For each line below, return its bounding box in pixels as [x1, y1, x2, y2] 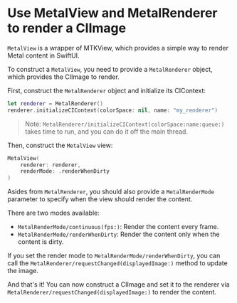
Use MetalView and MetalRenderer [7, 5, 218, 21]
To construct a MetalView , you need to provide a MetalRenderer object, [7, 65, 213, 73]
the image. [7, 267, 39, 275]
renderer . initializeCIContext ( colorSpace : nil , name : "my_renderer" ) [7, 107, 218, 114]
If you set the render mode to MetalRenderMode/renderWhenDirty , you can [7, 251, 221, 260]
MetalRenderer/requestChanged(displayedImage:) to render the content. [7, 288, 217, 297]
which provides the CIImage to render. [7, 73, 120, 81]
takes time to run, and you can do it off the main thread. [24, 127, 189, 136]
